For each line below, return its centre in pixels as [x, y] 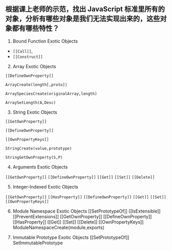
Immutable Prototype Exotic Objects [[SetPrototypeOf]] [71, 237]
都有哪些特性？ [36, 28]
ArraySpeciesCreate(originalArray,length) [51, 94]
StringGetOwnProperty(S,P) [34, 157]
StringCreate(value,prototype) [39, 148]
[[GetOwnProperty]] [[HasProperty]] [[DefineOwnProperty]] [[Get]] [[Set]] [86, 197]
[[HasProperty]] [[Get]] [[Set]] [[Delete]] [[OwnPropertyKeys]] [78, 222]
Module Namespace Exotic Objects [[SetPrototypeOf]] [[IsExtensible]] [87, 211]
